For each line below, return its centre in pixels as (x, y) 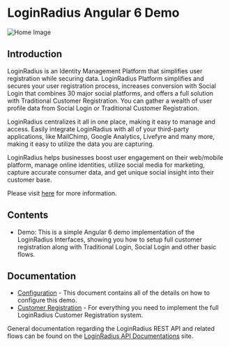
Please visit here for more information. (62, 193)
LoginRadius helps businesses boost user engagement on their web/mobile (115, 157)
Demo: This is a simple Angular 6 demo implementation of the (106, 232)
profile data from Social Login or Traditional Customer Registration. (103, 108)
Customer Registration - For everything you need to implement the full (118, 308)
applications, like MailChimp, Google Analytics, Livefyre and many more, (111, 136)
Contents (28, 215)
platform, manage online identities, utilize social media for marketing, (106, 165)
